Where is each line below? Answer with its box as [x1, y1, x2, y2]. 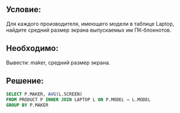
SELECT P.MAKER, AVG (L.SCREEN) [6, 91, 83, 97]
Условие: [6, 5, 41, 15]
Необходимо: [6, 43, 59, 53]
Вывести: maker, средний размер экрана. [6, 59, 110, 66]
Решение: [6, 76, 44, 86]
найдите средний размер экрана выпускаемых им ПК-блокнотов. [6, 26, 172, 33]
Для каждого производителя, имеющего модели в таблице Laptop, [6, 20, 175, 27]
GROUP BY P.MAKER [6, 102, 49, 108]
